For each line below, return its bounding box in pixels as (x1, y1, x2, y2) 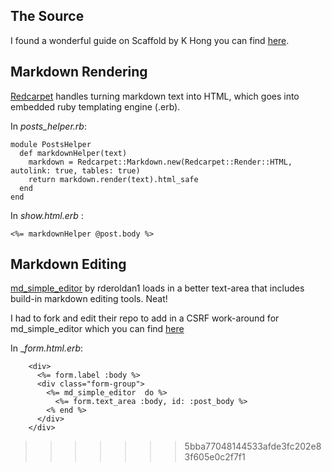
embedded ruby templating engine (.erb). (10, 100, 181, 113)
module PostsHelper (10, 139, 92, 149)
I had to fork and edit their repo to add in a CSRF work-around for (10, 312, 280, 324)
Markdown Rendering (10, 64, 148, 81)
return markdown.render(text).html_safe (28, 174, 199, 184)
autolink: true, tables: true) (10, 165, 141, 176)
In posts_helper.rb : (10, 120, 87, 132)
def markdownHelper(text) (19, 148, 128, 158)
